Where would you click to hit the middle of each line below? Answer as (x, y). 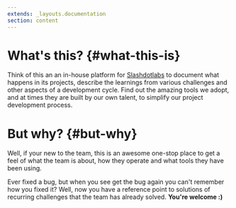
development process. (40, 105)
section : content (33, 21)
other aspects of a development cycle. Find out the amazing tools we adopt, (118, 90)
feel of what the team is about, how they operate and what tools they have (116, 161)
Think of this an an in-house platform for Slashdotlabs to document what (113, 75)
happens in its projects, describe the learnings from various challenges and (118, 83)
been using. (25, 168)
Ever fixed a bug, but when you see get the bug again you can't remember (116, 182)
